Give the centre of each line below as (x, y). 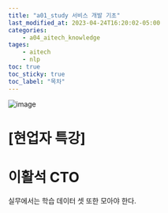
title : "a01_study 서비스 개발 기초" (64, 15)
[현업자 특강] (47, 138)
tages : (19, 45)
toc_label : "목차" (37, 81)
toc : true (24, 67)
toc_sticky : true (37, 74)
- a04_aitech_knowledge (62, 37)
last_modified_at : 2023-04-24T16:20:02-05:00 (84, 23)
